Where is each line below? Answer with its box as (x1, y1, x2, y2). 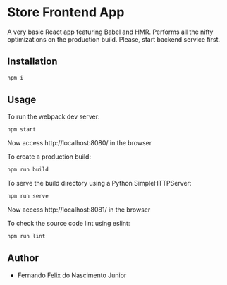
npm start (7, 126, 37, 133)
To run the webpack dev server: (7, 112, 100, 121)
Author (7, 252, 39, 265)
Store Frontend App (7, 4, 125, 20)
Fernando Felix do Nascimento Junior (17, 271, 127, 279)
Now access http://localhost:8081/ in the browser (7, 205, 151, 214)
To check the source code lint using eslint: (7, 219, 130, 228)
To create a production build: (7, 152, 92, 161)
